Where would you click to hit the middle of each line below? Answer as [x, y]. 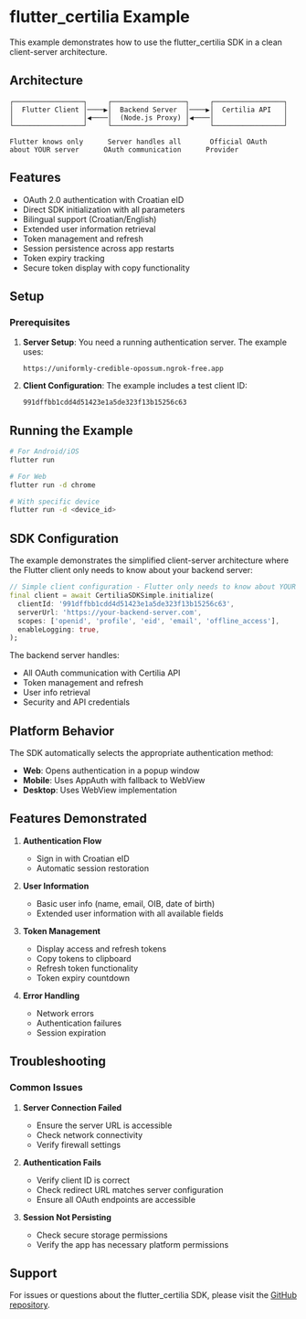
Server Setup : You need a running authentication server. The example [155, 342]
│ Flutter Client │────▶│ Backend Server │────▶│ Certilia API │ [148, 110]
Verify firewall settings [79, 1144]
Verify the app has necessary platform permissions [132, 1244]
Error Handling [51, 995]
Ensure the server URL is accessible [104, 1125]
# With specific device [55, 501]
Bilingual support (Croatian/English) [90, 219]
